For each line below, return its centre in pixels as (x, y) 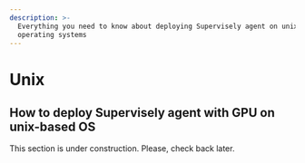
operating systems (53, 34)
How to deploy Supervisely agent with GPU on (142, 113)
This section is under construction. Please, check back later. (122, 149)
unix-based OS (53, 126)
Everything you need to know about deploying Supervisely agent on (148, 26)
